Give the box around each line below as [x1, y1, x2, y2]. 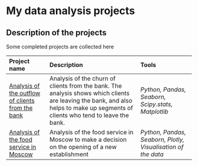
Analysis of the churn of [49, 75, 116, 82]
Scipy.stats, [140, 100, 173, 108]
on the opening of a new [49, 143, 117, 151]
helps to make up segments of [49, 104, 134, 112]
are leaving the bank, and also [49, 97, 133, 104]
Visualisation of [140, 143, 184, 151]
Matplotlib [140, 108, 169, 115]
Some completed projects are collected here [6, 43, 114, 50]
